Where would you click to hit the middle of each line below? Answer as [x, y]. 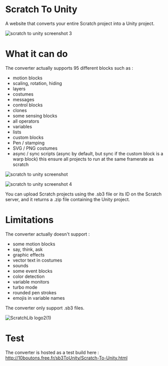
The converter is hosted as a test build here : [52, 352]
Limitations [30, 220]
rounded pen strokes [35, 292]
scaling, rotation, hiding [37, 83]
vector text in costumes [37, 260]
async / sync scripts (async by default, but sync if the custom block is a [88, 153]
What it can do [36, 54]
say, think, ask [28, 249]
